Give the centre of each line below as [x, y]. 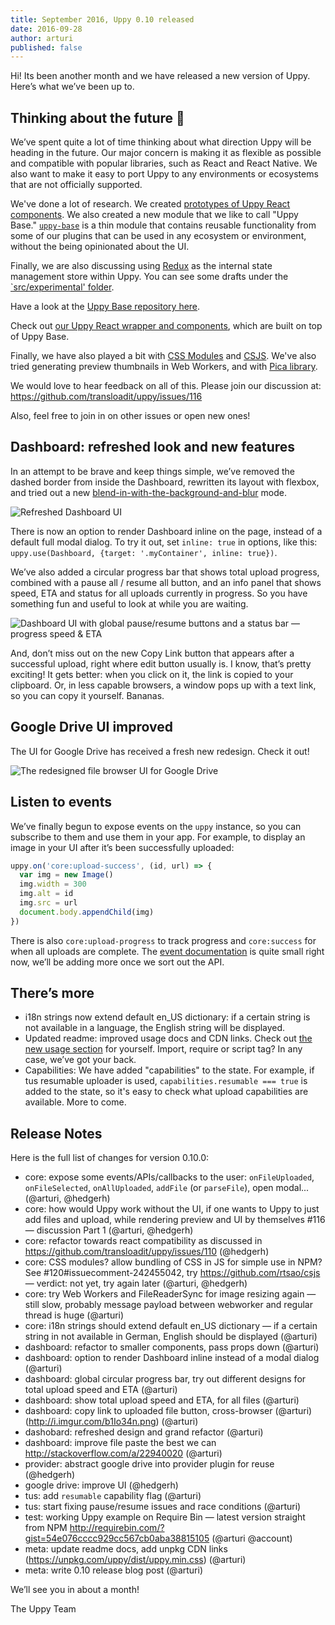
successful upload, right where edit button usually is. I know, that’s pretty [161, 663]
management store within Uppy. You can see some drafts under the [149, 277]
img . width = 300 [53, 884]
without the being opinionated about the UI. [100, 247]
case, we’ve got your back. [80, 1060]
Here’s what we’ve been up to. [72, 87]
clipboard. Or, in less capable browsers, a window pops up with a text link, [163, 685]
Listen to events [61, 802]
